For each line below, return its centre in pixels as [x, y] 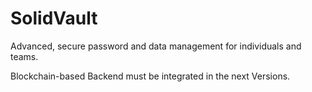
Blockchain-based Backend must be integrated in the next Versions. [150, 76]
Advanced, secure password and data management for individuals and [156, 46]
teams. [24, 56]
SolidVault [54, 18]
